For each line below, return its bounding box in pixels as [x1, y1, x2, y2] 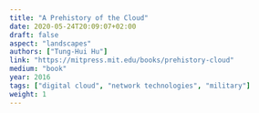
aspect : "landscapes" [9, 38, 92, 48]
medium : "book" [9, 65, 67, 74]
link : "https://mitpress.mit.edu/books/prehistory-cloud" [9, 56, 234, 65]
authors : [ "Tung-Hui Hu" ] [9, 47, 108, 56]
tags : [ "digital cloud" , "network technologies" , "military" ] [9, 81, 251, 90]
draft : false [9, 30, 59, 39]
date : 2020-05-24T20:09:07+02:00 [9, 22, 137, 31]
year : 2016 [9, 73, 51, 82]
